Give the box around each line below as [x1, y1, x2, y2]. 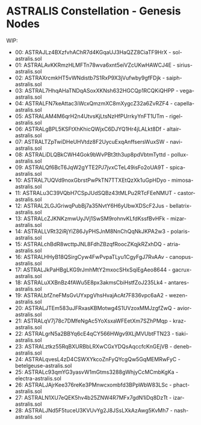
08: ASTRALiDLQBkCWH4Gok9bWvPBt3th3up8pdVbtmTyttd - [14, 150, 170, 158]
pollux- [171, 150, 188, 158]
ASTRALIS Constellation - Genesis [6, 4, 181, 18]
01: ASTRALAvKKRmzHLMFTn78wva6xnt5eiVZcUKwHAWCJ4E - [14, 61, 176, 69]
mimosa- [171, 176, 194, 184]
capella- [174, 99, 194, 107]
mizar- [170, 215, 187, 222]
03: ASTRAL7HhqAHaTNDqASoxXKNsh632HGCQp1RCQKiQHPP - [14, 87, 179, 94]
